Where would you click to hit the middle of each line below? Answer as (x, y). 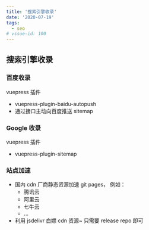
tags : (13, 23)
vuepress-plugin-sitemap (46, 154)
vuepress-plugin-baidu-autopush (56, 104)
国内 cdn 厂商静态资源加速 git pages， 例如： (70, 185)
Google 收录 (24, 128)
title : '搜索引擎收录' (31, 12)
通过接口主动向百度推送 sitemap (54, 111)
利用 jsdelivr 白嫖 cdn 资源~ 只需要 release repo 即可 (79, 220)
